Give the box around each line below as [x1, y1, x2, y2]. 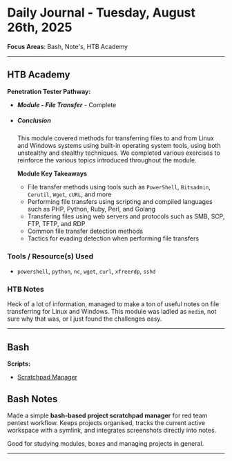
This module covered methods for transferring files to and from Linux [17, 133, 214, 142]
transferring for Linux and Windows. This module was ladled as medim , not [7, 308, 217, 316]
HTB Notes [7, 284, 45, 294]
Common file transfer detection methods [27, 227, 144, 235]
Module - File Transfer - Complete [17, 100, 117, 109]
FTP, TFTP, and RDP [27, 219, 86, 227]
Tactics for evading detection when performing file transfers [27, 234, 199, 243]
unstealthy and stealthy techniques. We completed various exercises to [17, 149, 221, 157]
